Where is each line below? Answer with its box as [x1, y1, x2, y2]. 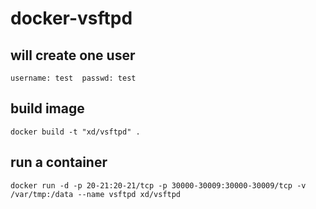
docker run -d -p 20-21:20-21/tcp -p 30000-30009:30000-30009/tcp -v [10, 180, 307, 191]
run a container [10, 154, 108, 171]
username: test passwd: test [10, 73, 137, 83]
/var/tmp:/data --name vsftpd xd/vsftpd [10, 189, 182, 199]
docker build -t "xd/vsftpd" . [10, 127, 141, 137]
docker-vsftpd [10, 7, 133, 30]
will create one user [10, 47, 136, 64]
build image [10, 100, 85, 117]
